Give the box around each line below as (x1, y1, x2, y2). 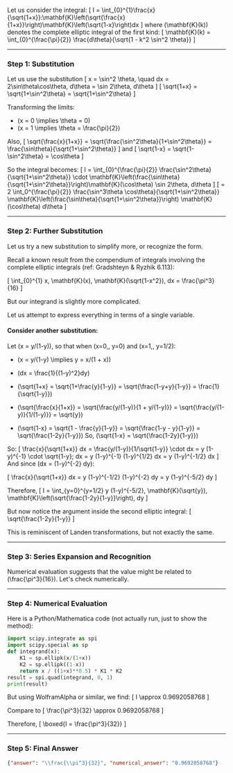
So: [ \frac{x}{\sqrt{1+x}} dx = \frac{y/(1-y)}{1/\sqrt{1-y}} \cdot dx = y (7, 444, 205, 453)
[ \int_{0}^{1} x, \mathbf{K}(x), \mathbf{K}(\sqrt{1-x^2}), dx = (7, 276, 180, 284)
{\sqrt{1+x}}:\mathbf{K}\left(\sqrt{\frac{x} (7, 13, 126, 22)
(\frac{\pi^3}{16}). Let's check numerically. (7, 575, 130, 584)
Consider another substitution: (7, 326, 98, 335)
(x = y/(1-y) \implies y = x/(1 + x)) (17, 355, 112, 364)
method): (7, 622, 33, 630)
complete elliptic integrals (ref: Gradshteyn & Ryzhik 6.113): (7, 263, 175, 271)
